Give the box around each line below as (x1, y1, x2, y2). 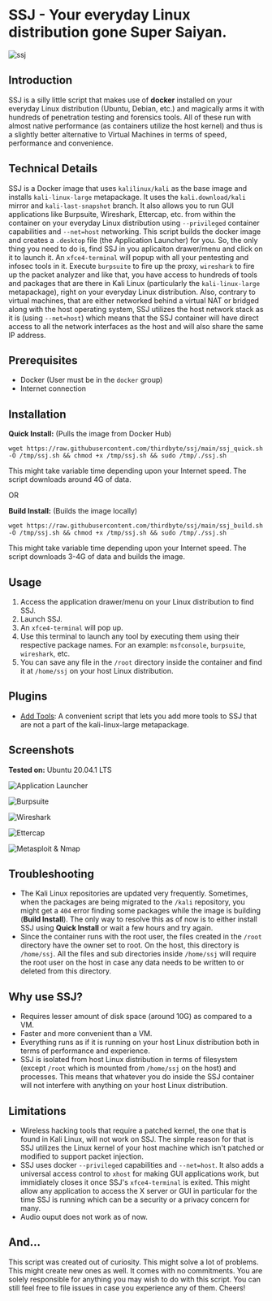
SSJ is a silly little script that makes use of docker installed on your (8, 95, 233, 105)
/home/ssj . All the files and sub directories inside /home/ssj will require (19, 949, 257, 959)
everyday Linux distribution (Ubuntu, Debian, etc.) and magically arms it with (8, 103, 265, 113)
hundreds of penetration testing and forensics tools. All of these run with (8, 112, 252, 122)
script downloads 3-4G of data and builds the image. (8, 552, 185, 562)
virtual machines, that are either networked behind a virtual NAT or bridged (8, 295, 260, 306)
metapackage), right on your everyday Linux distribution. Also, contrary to (8, 287, 256, 297)
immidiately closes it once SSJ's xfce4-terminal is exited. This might (19, 1177, 250, 1187)
